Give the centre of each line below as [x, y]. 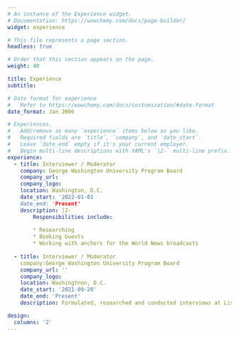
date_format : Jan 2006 [41, 112]
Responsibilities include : [73, 217]
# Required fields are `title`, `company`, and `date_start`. [105, 138]
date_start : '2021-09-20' [59, 290]
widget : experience [36, 27]
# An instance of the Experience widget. [70, 14]
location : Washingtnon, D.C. [63, 283]
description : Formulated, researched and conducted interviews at [121, 303]
